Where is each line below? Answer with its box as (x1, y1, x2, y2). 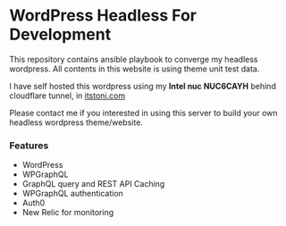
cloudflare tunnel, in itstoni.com (9, 90, 126, 101)
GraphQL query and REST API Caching (21, 179, 165, 189)
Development (9, 24, 112, 45)
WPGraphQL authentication (21, 188, 123, 199)
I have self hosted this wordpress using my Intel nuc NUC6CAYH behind (9, 80, 277, 91)
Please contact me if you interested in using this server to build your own (9, 107, 279, 118)
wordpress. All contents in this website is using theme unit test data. (9, 63, 260, 74)
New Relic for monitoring (21, 207, 114, 218)
